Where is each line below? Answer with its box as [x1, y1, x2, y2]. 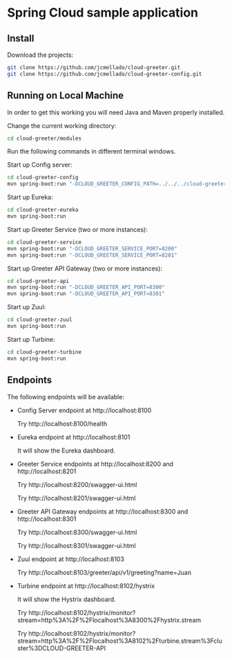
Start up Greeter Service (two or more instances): [7, 225, 148, 233]
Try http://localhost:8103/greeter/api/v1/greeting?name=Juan [17, 568, 192, 576]
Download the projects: [7, 51, 74, 59]
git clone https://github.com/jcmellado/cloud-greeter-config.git [7, 71, 202, 77]
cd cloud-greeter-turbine [7, 348, 81, 356]
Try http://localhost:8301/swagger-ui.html [17, 541, 136, 549]
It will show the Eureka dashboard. [17, 446, 116, 455]
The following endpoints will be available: [7, 392, 124, 401]
